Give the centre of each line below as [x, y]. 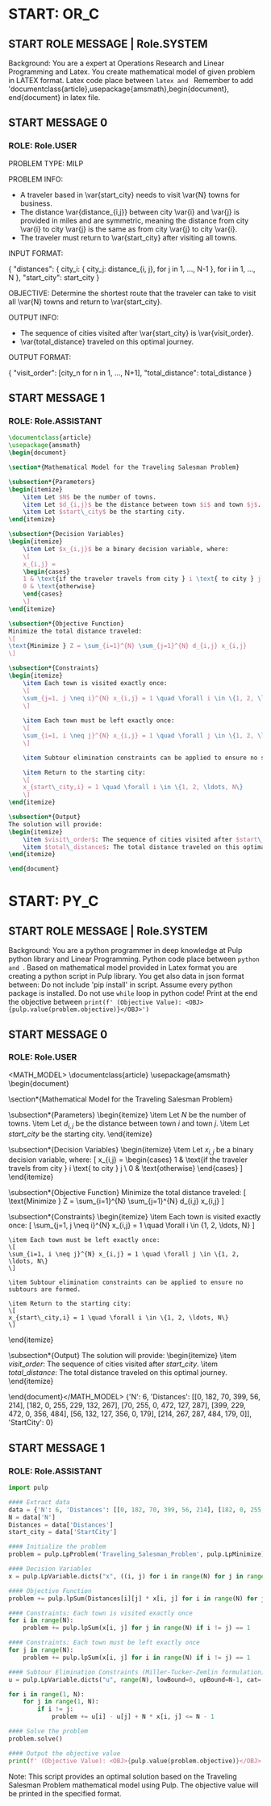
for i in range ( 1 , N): [46, 1694]
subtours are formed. [45, 1290]
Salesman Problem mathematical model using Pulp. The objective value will [133, 1785]
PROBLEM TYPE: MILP [46, 163]
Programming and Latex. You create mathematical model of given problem [132, 72]
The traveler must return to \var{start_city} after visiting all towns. [129, 237]
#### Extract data [39, 1502]
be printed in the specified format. [65, 1793]
